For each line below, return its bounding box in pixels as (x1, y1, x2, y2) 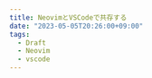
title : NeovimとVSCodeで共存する (9, 13, 128, 22)
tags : (9, 30, 30, 39)
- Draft (17, 38, 47, 48)
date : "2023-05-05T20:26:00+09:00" (9, 22, 144, 30)
